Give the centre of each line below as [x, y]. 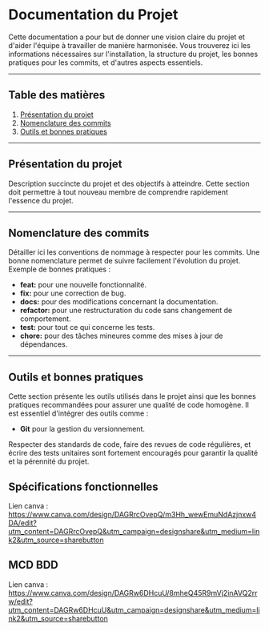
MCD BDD [33, 565]
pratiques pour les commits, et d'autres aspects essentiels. [106, 62]
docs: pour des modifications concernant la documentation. [119, 302]
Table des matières [57, 95]
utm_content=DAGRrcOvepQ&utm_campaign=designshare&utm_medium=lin [134, 531]
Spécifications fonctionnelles [83, 486]
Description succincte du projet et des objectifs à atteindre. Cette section [129, 183]
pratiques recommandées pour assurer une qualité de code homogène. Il [129, 405]
